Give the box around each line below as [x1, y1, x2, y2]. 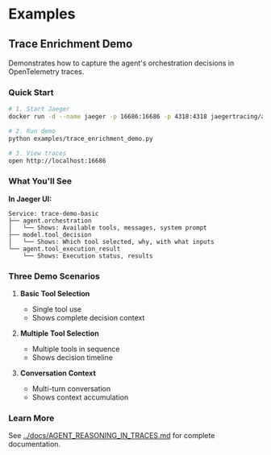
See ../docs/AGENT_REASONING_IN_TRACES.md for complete [8, 431, 215, 441]
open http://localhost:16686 [8, 156, 106, 165]
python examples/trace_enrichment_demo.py [8, 134, 153, 143]
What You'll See [8, 176, 73, 187]
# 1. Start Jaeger [8, 105, 70, 114]
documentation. [8, 440, 61, 449]
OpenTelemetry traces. [8, 67, 85, 77]
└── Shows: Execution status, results [23, 251, 153, 260]
